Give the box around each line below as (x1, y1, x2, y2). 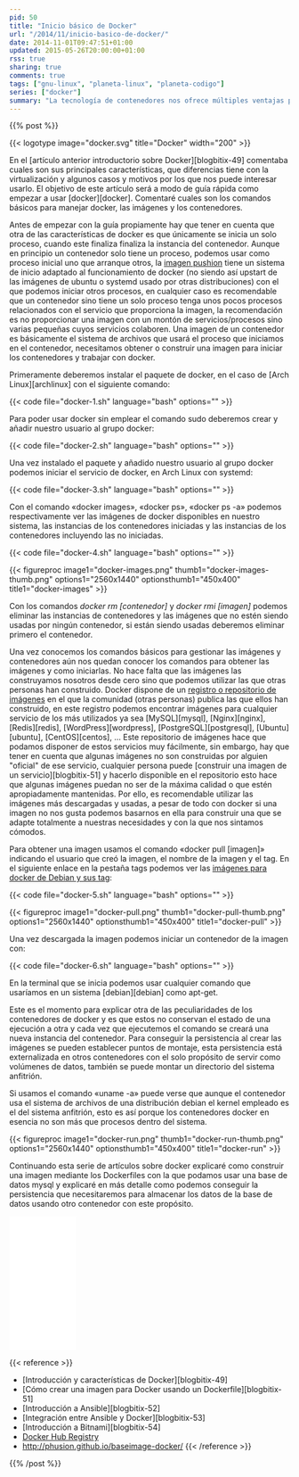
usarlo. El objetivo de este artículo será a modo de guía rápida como (9, 184, 260, 194)
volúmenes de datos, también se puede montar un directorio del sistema (9, 1061, 275, 1072)
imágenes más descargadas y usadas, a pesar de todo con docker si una (9, 798, 278, 809)
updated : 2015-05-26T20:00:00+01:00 (9, 46, 145, 55)
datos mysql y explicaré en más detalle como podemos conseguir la (9, 1179, 259, 1191)
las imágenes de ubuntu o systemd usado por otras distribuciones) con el (9, 276, 279, 287)
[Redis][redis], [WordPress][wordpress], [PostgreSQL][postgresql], (9, 722, 255, 733)
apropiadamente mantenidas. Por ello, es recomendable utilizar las (9, 788, 254, 799)
